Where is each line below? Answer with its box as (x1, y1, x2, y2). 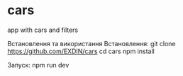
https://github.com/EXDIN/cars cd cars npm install (7, 47, 155, 55)
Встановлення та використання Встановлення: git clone (7, 39, 176, 48)
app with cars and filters (7, 26, 79, 34)
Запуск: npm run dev (7, 60, 70, 69)
